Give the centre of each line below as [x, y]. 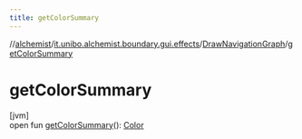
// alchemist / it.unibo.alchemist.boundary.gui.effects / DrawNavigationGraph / [149, 44]
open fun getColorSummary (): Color [77, 124]
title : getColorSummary [54, 18]
